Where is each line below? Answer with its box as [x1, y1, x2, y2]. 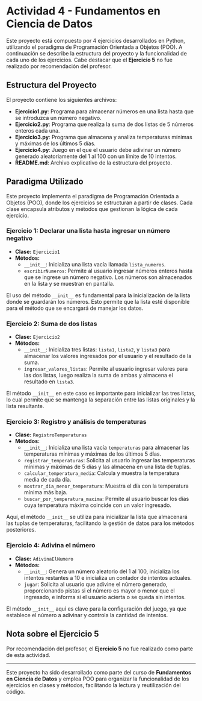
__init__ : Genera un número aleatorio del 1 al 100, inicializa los [23, 568, 180, 575]
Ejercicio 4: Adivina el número [6, 541, 96, 550]
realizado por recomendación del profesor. [6, 62, 112, 70]
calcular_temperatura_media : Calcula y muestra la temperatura [23, 470, 180, 477]
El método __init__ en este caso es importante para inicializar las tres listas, [6, 390, 196, 397]
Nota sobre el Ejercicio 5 [6, 629, 99, 640]
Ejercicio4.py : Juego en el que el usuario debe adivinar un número [14, 146, 182, 153]
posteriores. [6, 526, 36, 533]
